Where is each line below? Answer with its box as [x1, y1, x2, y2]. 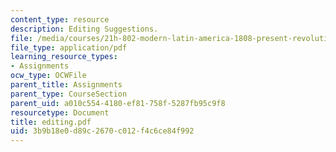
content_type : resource [10, 14, 110, 25]
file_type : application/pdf [10, 42, 128, 53]
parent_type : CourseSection [10, 89, 128, 99]
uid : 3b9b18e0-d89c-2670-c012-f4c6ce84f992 [10, 126, 195, 136]
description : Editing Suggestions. [10, 24, 159, 34]
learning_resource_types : [10, 52, 118, 62]
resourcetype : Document [10, 107, 110, 118]
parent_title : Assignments [10, 80, 123, 90]
